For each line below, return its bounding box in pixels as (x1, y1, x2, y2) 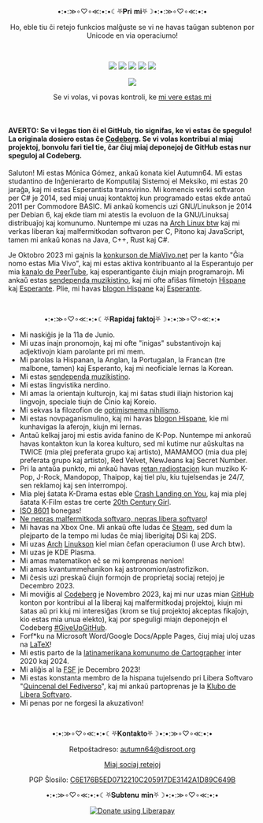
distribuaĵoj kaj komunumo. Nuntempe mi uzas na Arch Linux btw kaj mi (8, 218, 240, 228)
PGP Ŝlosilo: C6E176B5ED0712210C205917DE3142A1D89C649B (28, 775, 236, 784)
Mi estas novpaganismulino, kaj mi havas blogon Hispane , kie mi (19, 413, 229, 424)
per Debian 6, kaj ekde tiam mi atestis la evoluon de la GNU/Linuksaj (8, 210, 229, 220)
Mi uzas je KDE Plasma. (19, 547, 97, 558)
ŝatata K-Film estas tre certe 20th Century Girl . (19, 498, 172, 507)
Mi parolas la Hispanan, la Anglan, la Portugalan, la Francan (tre (19, 355, 226, 365)
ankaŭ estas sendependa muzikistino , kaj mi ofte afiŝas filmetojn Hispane (8, 276, 246, 285)
